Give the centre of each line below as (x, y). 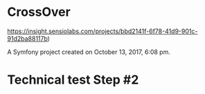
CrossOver (39, 12)
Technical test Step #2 (73, 80)
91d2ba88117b (28, 38)
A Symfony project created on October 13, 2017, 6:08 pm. (89, 52)
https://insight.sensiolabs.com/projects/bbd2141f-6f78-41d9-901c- (102, 31)
